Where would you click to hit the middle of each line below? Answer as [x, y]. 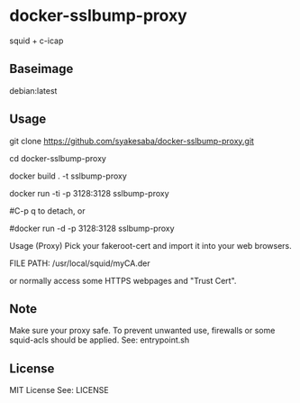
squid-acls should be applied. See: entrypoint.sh [100, 340]
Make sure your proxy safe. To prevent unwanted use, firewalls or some [142, 331]
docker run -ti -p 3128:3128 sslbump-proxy [89, 193]
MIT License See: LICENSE [59, 390]
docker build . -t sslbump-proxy [68, 176]
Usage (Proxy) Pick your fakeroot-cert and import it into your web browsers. [151, 245]
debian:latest [33, 90]
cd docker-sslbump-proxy [58, 158]
